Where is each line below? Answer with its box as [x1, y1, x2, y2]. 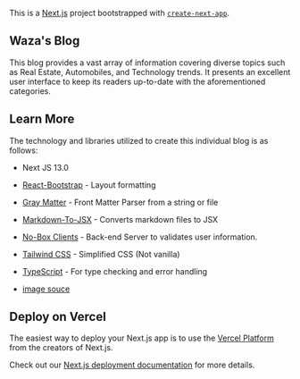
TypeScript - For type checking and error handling [21, 265, 208, 276]
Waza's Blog [9, 33, 80, 48]
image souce [21, 283, 71, 294]
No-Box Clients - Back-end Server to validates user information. [21, 232, 258, 242]
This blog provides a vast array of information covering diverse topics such [9, 57, 286, 68]
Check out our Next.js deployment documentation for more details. [9, 359, 255, 370]
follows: [9, 145, 38, 156]
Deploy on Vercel [9, 309, 107, 324]
